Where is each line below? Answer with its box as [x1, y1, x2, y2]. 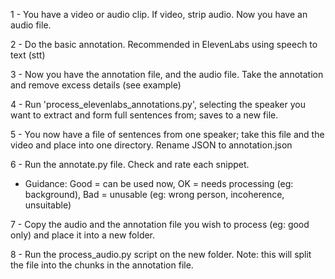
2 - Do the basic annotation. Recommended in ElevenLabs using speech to [10, 39, 318, 50]
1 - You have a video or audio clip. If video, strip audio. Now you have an [10, 9, 308, 20]
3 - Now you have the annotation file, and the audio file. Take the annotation [10, 69, 324, 80]
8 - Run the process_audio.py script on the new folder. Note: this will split [10, 249, 312, 260]
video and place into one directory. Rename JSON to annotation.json [10, 139, 293, 151]
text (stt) [10, 49, 46, 61]
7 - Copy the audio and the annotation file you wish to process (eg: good [10, 219, 310, 230]
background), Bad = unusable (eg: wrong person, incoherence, [24, 189, 285, 200]
